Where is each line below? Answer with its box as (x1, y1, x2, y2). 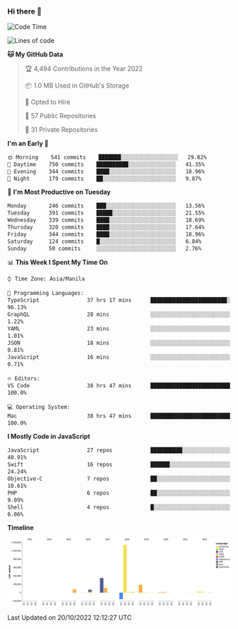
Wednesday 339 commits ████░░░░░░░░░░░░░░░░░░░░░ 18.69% (7, 217, 205, 224)
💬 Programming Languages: (7, 290, 84, 297)
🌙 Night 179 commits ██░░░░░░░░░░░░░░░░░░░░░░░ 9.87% (7, 175, 202, 182)
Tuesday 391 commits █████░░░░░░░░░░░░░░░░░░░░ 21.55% (7, 209, 205, 217)
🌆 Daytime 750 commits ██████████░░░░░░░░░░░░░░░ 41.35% (7, 161, 205, 168)
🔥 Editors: (7, 375, 40, 383)
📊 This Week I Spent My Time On (7, 258, 108, 266)
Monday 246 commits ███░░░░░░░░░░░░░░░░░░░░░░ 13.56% (7, 202, 205, 209)
